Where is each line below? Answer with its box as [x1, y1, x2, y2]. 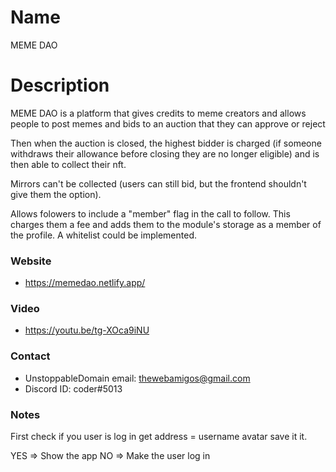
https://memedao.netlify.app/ [24, 277, 146, 289]
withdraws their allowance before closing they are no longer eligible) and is [10, 147, 320, 160]
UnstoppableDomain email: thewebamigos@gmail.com [24, 372, 251, 384]
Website [10, 254, 52, 268]
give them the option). [10, 188, 102, 200]
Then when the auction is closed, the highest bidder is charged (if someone [10, 137, 322, 149]
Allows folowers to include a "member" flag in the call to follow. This [10, 207, 291, 220]
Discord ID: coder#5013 [24, 382, 123, 395]
